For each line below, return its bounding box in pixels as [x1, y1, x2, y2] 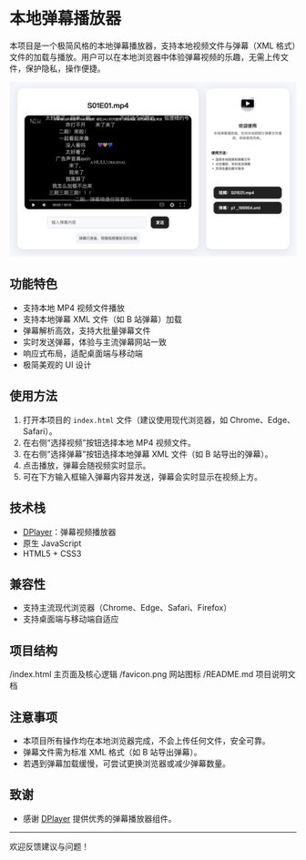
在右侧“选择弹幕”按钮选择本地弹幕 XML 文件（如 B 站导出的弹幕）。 [22, 448, 273, 460]
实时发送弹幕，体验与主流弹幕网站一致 [22, 336, 167, 347]
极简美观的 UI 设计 [22, 359, 92, 369]
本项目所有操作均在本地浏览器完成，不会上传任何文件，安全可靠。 [22, 734, 270, 746]
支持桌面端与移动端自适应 [22, 613, 119, 624]
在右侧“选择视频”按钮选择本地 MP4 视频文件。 [22, 437, 196, 448]
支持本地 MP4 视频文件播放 [22, 302, 126, 313]
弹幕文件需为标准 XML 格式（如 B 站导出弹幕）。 [22, 746, 202, 757]
